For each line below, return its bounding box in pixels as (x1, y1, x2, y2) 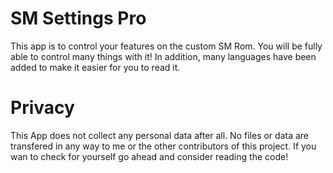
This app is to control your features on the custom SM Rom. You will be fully (10, 40, 323, 52)
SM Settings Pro (10, 7, 147, 30)
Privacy (10, 97, 75, 119)
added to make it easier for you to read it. (10, 61, 181, 73)
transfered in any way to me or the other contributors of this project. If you (10, 140, 317, 152)
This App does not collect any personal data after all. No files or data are (10, 129, 309, 141)
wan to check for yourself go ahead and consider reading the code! (10, 150, 289, 162)
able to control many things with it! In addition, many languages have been (10, 50, 317, 62)
